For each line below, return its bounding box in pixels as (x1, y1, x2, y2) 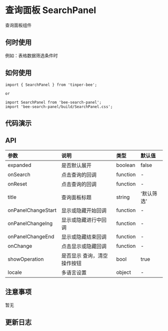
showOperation (7, 255, 44, 262)
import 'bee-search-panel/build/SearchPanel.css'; (5, 104, 113, 109)
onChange (7, 242, 32, 249)
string (116, 194, 130, 201)
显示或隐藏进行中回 (61, 216, 106, 223)
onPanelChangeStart (7, 207, 56, 214)
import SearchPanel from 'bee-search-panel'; (5, 100, 101, 105)
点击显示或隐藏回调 (61, 243, 106, 250)
